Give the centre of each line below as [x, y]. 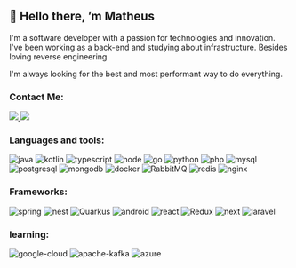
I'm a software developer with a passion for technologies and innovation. [142, 37]
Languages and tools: [57, 140]
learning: [29, 234]
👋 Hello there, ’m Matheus [82, 16]
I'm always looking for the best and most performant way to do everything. [146, 74]
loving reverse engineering [58, 56]
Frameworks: [39, 192]
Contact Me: [36, 97]
